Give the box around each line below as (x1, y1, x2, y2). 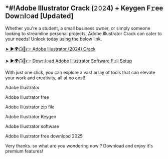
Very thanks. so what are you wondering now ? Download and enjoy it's (5, 142, 153, 148)
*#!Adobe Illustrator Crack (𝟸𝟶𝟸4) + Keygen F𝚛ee (5, 4, 163, 13)
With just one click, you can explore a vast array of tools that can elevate (5, 69, 155, 75)
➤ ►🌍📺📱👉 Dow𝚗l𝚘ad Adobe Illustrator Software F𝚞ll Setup (5, 58, 132, 64)
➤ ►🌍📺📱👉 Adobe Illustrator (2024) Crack (5, 46, 96, 52)
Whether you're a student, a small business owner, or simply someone (5, 25, 150, 31)
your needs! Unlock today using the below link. (5, 36, 102, 42)
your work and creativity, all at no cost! (5, 75, 86, 81)
